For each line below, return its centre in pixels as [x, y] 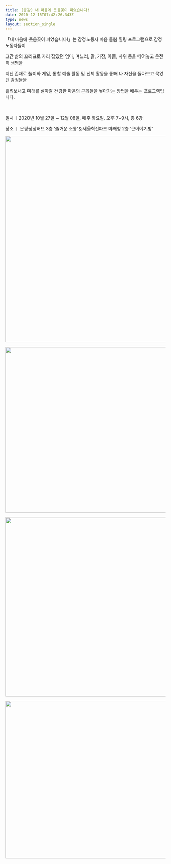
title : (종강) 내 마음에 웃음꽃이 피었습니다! [48, 10]
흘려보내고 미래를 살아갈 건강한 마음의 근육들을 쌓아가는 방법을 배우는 [74, 91]
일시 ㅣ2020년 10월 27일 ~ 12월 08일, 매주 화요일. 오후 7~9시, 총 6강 [74, 118]
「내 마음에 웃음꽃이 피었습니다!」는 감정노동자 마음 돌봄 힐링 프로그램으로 [79, 39]
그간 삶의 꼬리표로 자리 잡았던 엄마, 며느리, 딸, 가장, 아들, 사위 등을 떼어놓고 [80, 56]
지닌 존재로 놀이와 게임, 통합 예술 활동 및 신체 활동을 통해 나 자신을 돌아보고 [80, 74]
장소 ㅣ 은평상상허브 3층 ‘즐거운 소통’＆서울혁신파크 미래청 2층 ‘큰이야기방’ [79, 129]
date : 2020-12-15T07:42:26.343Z [39, 15]
